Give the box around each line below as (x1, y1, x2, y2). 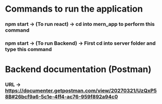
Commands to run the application (5, 3, 143, 15)
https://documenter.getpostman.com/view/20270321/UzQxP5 (5, 87, 157, 94)
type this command (5, 46, 52, 53)
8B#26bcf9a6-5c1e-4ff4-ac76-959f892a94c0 (5, 93, 118, 100)
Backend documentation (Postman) (5, 64, 152, 75)
